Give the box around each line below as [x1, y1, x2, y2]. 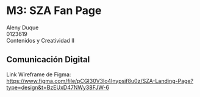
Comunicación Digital [6, 54, 90, 65]
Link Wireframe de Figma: [6, 71, 71, 78]
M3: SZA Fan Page [6, 4, 102, 18]
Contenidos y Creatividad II [6, 37, 75, 44]
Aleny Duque [6, 24, 39, 31]
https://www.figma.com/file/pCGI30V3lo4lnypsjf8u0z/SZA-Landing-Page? [6, 77, 194, 84]
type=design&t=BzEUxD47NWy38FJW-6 [6, 84, 110, 91]
